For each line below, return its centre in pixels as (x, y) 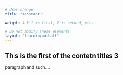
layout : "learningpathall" (32, 36)
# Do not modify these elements (37, 31)
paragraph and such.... (27, 67)
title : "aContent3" (25, 14)
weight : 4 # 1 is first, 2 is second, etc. (49, 23)
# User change (19, 9)
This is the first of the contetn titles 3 (62, 55)
